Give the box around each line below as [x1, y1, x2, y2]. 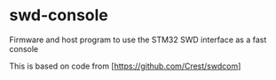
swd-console [9, 5, 109, 25]
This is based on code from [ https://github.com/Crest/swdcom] [9, 61, 241, 71]
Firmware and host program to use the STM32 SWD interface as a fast [9, 34, 267, 45]
